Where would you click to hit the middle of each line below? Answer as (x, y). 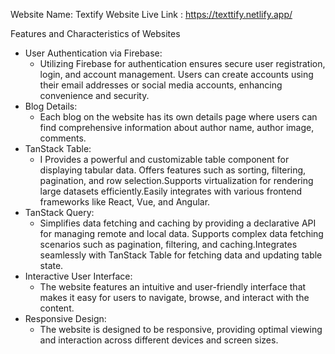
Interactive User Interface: (78, 276)
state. (51, 265)
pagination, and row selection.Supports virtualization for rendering (176, 180)
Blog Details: (51, 106)
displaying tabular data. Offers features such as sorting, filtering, (173, 170)
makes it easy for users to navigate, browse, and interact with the (174, 297)
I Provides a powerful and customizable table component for (164, 159)
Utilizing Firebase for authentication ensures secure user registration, (182, 63)
